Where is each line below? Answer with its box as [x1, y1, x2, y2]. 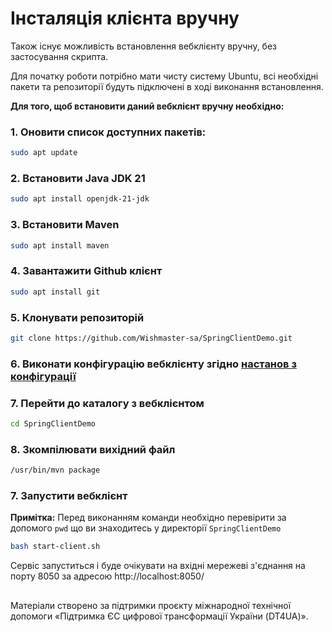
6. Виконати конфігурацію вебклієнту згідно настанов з [10, 357, 297, 371]
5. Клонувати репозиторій [10, 310, 145, 324]
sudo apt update [10, 148, 78, 158]
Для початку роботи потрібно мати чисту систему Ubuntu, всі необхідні [10, 70, 319, 82]
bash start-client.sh [10, 542, 101, 552]
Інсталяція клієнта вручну [10, 7, 240, 30]
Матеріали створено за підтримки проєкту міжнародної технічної [10, 599, 292, 611]
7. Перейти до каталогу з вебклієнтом [10, 396, 205, 410]
